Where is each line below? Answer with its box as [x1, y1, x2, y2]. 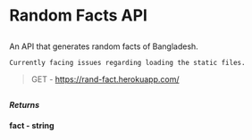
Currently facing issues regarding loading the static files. [9, 58, 246, 67]
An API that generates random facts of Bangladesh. [9, 41, 198, 52]
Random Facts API [9, 5, 147, 26]
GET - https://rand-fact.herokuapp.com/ [30, 73, 180, 85]
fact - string [9, 119, 55, 130]
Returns [9, 99, 40, 110]
